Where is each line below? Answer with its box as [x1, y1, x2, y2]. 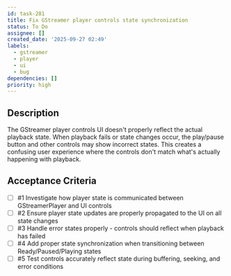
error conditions [17, 262, 64, 271]
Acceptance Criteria [7, 175, 97, 187]
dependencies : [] [7, 74, 58, 82]
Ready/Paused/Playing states [17, 247, 102, 256]
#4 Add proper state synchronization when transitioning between [17, 239, 205, 247]
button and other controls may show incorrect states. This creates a [7, 140, 202, 149]
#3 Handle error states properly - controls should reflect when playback [17, 224, 224, 232]
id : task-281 [7, 10, 45, 17]
